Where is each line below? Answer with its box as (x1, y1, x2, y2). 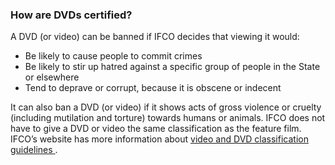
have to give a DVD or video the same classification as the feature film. (10, 123, 302, 135)
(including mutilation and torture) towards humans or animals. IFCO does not (10, 112, 326, 124)
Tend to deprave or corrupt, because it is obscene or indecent (24, 82, 282, 94)
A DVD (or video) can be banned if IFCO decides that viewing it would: (10, 31, 300, 43)
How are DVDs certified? (10, 8, 133, 22)
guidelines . (10, 144, 58, 156)
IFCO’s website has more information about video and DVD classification (10, 133, 309, 145)
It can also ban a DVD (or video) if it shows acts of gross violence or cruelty (10, 101, 322, 113)
